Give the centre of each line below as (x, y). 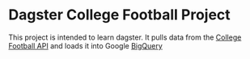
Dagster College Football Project (119, 15)
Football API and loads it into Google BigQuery (86, 45)
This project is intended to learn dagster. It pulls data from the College (125, 37)
